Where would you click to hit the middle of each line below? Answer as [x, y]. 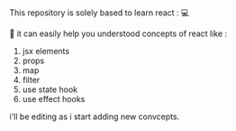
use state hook [50, 89]
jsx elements [46, 51]
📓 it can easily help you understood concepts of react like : [118, 33]
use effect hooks [54, 99]
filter [31, 80]
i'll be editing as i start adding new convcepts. [95, 117]
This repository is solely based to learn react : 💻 [100, 13]
